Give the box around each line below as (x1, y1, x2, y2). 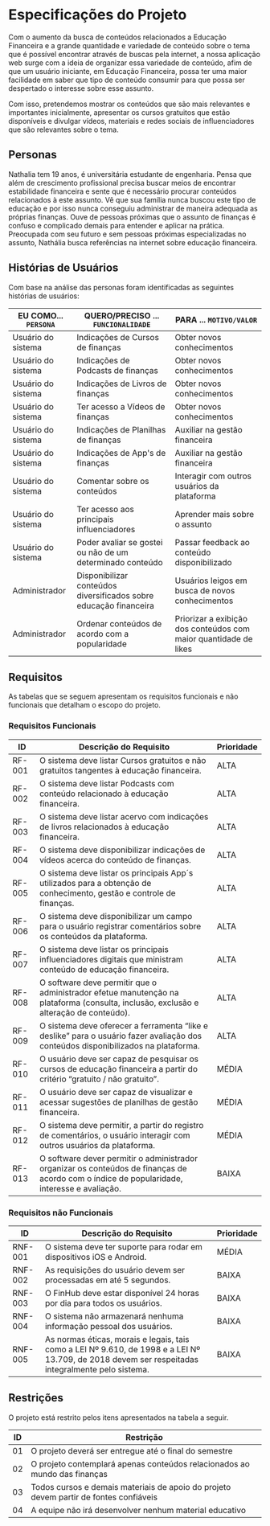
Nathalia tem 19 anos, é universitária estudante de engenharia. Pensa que (8, 169, 252, 178)
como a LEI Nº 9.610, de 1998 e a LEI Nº (44, 1343, 201, 1355)
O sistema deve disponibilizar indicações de (39, 844, 206, 855)
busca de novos (174, 585, 235, 596)
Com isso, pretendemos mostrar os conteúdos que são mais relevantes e (8, 99, 251, 109)
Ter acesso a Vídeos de (76, 400, 166, 412)
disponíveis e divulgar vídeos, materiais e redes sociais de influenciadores (8, 116, 255, 125)
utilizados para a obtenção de (39, 877, 152, 888)
